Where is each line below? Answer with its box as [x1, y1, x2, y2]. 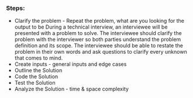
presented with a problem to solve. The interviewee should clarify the [14, 30, 182, 37]
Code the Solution [14, 73, 58, 80]
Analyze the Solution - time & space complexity [14, 86, 129, 93]
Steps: [6, 4, 25, 12]
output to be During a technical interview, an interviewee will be [14, 23, 168, 30]
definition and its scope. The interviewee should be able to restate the [14, 42, 183, 49]
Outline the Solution [14, 67, 63, 74]
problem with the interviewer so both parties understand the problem [14, 36, 181, 43]
